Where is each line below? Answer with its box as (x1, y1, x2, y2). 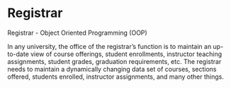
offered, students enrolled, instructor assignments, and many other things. (7, 72, 225, 81)
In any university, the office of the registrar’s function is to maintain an (7, 42, 212, 50)
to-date (7, 50, 30, 58)
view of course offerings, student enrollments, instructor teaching (30, 50, 222, 58)
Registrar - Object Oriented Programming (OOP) (7, 28, 147, 37)
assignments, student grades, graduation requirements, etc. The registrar (7, 57, 222, 65)
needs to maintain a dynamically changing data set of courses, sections (7, 65, 217, 73)
